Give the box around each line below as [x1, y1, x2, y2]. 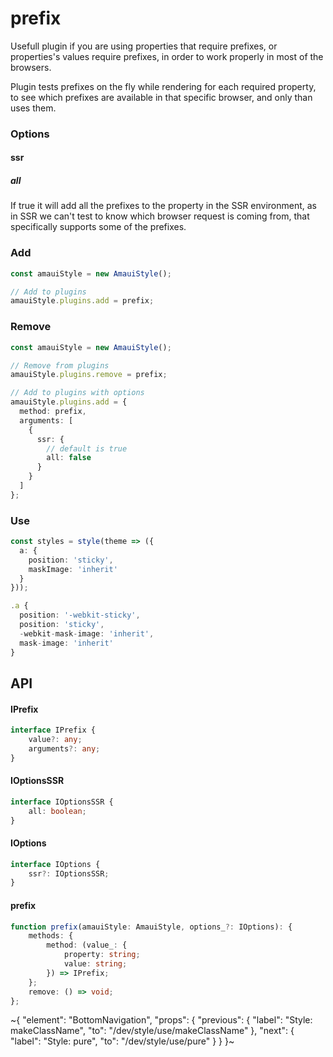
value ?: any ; [28, 735, 83, 745]
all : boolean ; [28, 806, 87, 816]
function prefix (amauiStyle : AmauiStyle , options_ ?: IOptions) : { [10, 922, 293, 932]
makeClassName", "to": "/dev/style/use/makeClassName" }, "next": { [10, 1025, 295, 1037]
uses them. [10, 102, 57, 114]
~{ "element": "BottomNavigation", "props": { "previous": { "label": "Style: [10, 1014, 313, 1026]
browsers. [10, 61, 52, 73]
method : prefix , [19, 407, 87, 417]
